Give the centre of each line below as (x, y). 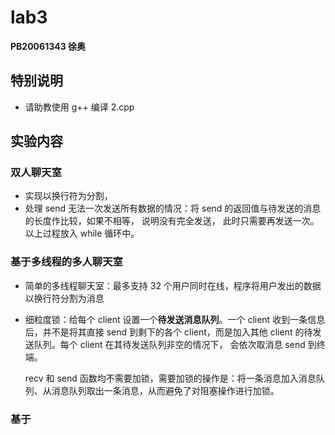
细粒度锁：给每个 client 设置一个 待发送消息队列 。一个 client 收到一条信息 (175, 319)
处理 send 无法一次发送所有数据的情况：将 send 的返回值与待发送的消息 (173, 208)
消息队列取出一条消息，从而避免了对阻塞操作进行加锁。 (165, 390)
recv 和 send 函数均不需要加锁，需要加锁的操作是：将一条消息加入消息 (170, 378)
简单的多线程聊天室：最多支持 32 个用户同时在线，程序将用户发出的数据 (173, 285)
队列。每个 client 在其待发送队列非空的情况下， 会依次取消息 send (169, 344)
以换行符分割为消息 (64, 298)
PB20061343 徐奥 (48, 46)
